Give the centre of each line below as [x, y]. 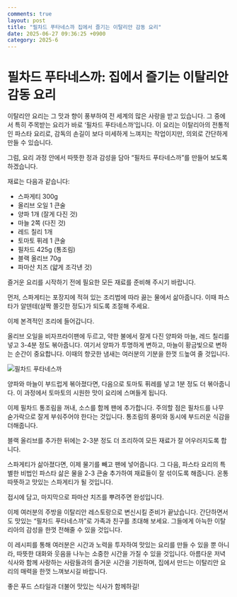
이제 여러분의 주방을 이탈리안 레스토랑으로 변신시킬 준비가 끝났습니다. [103, 512]
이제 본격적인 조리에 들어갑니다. [51, 321]
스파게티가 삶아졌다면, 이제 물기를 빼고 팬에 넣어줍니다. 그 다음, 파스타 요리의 [113, 465]
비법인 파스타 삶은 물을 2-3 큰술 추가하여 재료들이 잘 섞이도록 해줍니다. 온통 [124, 473]
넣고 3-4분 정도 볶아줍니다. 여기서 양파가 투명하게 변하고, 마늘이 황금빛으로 [111, 345]
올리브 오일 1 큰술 [41, 205]
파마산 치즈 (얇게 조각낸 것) [55, 267]
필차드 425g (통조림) [46, 250]
